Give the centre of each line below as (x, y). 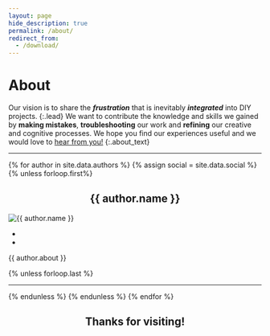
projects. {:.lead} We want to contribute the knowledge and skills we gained (133, 117)
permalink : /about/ (41, 31)
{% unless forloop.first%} (51, 174)
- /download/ (37, 46)
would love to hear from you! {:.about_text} (79, 142)
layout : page (30, 16)
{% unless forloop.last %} (51, 273)
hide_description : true (48, 23)
